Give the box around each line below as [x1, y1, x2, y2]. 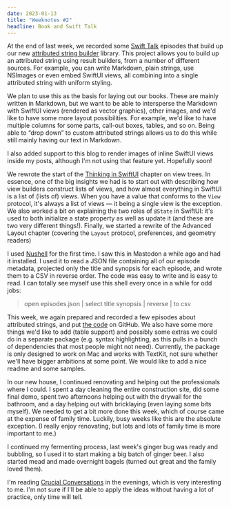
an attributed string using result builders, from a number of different [7, 57, 200, 65]
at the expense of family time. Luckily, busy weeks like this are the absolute [7, 415, 221, 423]
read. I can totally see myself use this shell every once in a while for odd [7, 279, 212, 288]
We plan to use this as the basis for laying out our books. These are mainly [7, 92, 219, 100]
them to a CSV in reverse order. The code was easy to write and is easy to [7, 272, 218, 280]
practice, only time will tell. [7, 493, 83, 501]
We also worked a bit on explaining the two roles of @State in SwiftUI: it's [7, 207, 214, 215]
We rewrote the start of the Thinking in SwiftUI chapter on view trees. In [7, 170, 211, 178]
